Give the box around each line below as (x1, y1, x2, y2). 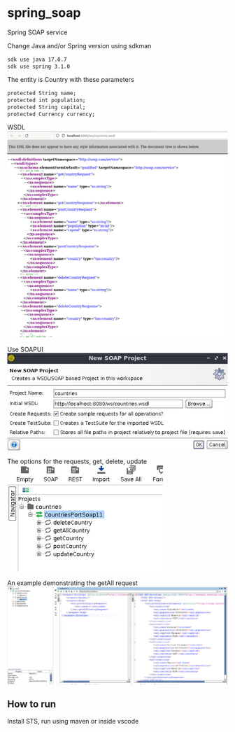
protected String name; (7, 90, 77, 97)
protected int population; (7, 97, 86, 104)
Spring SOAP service (7, 28, 68, 36)
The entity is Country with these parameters (7, 75, 134, 83)
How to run (7, 698, 57, 710)
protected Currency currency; (7, 111, 96, 118)
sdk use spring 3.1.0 (7, 63, 71, 70)
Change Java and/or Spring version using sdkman (7, 41, 152, 50)
